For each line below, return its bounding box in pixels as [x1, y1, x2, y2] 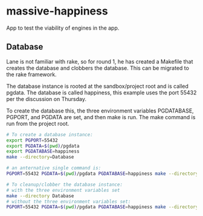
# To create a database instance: [6, 131, 94, 137]
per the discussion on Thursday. [6, 95, 86, 102]
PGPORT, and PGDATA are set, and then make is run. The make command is [6, 113, 196, 120]
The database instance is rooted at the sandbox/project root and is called [6, 82, 189, 90]
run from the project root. [6, 120, 69, 127]
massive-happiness [6, 4, 108, 18]
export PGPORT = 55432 [6, 137, 59, 143]
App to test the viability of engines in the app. [6, 24, 120, 31]
